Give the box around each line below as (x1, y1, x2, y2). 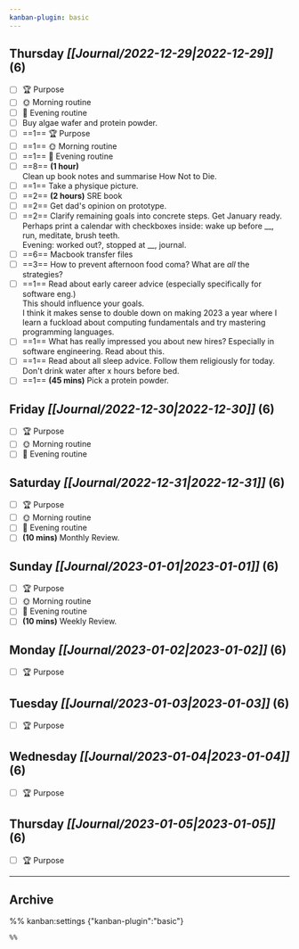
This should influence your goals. (21, 298, 145, 309)
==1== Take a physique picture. (21, 180, 139, 191)
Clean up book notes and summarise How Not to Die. (21, 170, 218, 181)
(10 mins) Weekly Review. (21, 616, 117, 627)
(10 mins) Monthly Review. (21, 532, 120, 543)
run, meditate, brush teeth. (21, 230, 120, 241)
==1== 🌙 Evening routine (21, 151, 114, 161)
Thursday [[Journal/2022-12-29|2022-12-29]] (9, 46, 274, 62)
